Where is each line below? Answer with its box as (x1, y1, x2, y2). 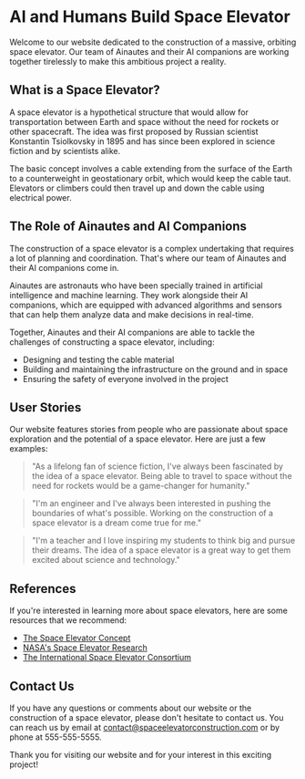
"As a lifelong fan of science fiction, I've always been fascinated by (31, 461, 284, 472)
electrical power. (9, 192, 72, 203)
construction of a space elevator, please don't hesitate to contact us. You (9, 712, 284, 722)
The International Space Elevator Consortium (22, 652, 192, 663)
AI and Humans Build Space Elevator (9, 6, 291, 27)
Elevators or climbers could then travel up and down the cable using (9, 182, 265, 193)
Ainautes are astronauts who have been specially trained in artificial (9, 280, 263, 291)
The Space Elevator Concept (22, 632, 131, 644)
